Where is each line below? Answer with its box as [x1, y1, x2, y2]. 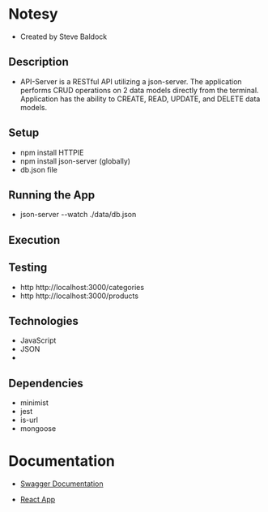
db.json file [19, 164, 58, 174]
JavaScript [19, 335, 57, 345]
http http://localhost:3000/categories [19, 282, 144, 292]
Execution [8, 233, 61, 247]
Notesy [8, 5, 58, 23]
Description [8, 55, 69, 69]
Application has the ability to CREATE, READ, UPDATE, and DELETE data [19, 94, 261, 104]
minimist [19, 398, 49, 407]
